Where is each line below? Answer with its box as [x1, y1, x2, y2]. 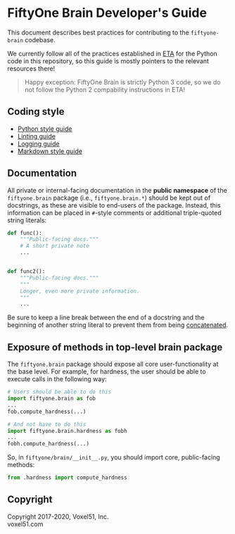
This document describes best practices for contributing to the [7, 28, 190, 37]
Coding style [7, 106, 65, 117]
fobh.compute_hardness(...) [7, 440, 90, 447]
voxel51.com [7, 519, 44, 528]
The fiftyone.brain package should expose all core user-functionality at [7, 360, 219, 369]
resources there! [7, 64, 56, 72]
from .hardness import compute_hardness [7, 474, 128, 481]
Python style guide [17, 125, 72, 133]
